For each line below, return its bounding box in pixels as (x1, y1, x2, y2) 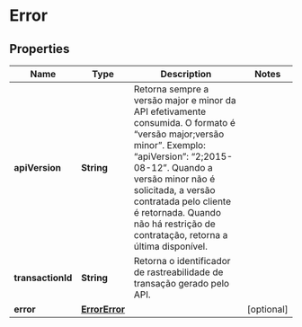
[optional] (246, 303, 289, 315)
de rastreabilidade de (133, 266, 224, 278)
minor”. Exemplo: (133, 139, 207, 151)
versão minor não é (133, 172, 216, 185)
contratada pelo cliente (133, 195, 232, 208)
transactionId (13, 271, 73, 284)
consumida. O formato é (133, 117, 235, 128)
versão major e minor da (133, 94, 236, 106)
